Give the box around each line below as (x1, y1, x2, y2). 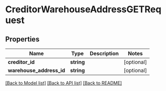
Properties (5, 35, 40, 43)
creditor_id (8, 59, 35, 65)
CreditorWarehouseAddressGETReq (5, 4, 161, 15)
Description (90, 50, 119, 57)
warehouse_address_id (8, 67, 65, 74)
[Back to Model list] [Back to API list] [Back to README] (5, 80, 122, 86)
